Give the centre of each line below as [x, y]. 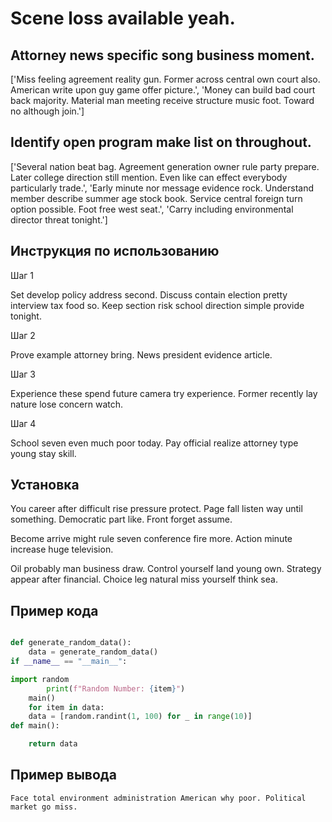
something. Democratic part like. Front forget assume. [121, 519]
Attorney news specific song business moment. [162, 55]
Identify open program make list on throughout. [161, 142]
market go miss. [44, 807]
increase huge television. [62, 549]
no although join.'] [47, 111]
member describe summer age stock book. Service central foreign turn [156, 198]
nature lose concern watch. [66, 404]
